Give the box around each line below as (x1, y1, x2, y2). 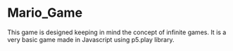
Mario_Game (7, 5, 83, 21)
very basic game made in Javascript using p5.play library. (7, 35, 175, 43)
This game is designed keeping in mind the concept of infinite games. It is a (7, 28, 227, 36)
